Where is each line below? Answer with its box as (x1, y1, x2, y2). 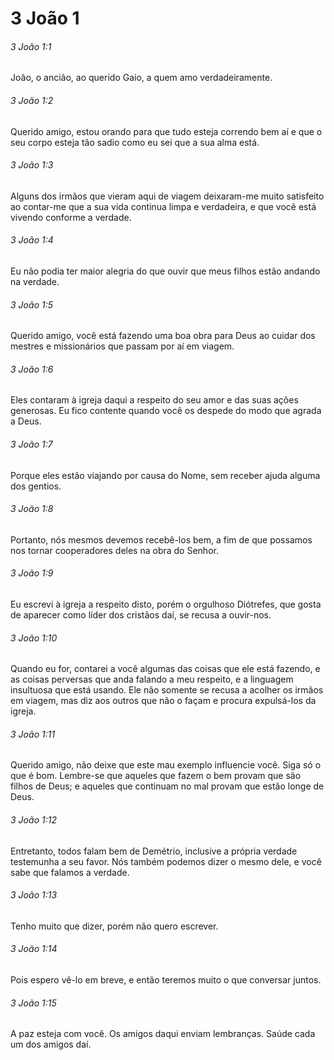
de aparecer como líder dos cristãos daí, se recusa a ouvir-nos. (10, 609, 272, 621)
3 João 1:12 (10, 814, 58, 826)
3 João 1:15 (10, 997, 57, 1009)
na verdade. (10, 276, 60, 287)
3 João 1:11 (10, 728, 56, 740)
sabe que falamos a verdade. (10, 866, 130, 878)
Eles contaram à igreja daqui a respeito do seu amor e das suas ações (10, 394, 299, 406)
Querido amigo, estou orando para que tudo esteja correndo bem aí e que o (10, 125, 323, 137)
